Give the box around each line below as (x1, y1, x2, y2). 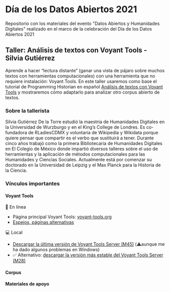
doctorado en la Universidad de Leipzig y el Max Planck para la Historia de (5, 162, 161, 168)
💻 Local (5, 229, 23, 236)
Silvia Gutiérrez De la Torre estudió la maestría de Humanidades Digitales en (5, 119, 165, 125)
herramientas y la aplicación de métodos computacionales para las (5, 151, 146, 157)
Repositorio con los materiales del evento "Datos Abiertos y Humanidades (5, 20, 160, 26)
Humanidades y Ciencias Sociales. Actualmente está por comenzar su (5, 157, 152, 163)
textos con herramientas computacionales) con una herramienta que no (5, 73, 156, 79)
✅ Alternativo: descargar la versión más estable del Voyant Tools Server (12, 252, 163, 258)
